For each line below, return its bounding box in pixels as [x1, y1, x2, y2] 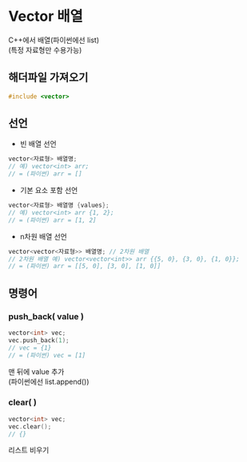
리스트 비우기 [8, 445, 50, 455]
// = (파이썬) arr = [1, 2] [8, 216, 97, 224]
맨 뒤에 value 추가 [8, 366, 65, 376]
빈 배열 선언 [19, 139, 58, 148]
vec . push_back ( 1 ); [8, 336, 70, 344]
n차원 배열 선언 [19, 231, 68, 241]
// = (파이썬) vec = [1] [8, 351, 86, 359]
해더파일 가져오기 [8, 71, 89, 85]
